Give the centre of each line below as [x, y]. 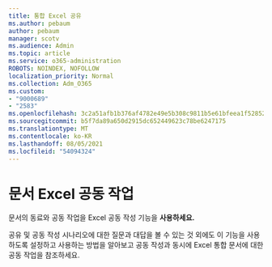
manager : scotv [34, 38]
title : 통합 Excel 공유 [45, 16]
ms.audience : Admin [41, 46]
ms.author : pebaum [39, 23]
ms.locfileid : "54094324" [52, 151]
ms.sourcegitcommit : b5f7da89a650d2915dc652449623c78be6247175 [117, 121]
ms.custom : [27, 91]
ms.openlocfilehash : [43, 114]
